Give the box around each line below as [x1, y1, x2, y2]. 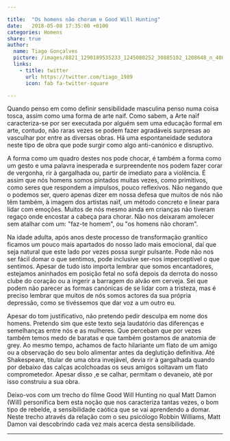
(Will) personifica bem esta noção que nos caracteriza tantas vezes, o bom [7, 398, 219, 407]
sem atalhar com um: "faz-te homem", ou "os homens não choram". [7, 220, 199, 228]
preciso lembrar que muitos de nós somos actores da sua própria [7, 291, 192, 300]
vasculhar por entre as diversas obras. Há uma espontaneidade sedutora [7, 134, 213, 142]
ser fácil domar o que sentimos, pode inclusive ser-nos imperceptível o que [7, 255, 220, 263]
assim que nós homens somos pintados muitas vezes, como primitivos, [7, 176, 208, 184]
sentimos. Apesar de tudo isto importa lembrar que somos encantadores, [7, 262, 214, 271]
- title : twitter [19, 67, 69, 74]
